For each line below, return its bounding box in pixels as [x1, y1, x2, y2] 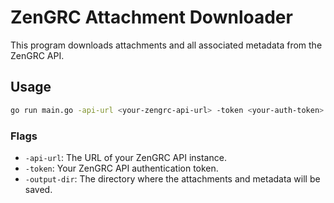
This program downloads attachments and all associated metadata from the [10, 39, 323, 51]
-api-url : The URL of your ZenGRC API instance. [24, 151, 227, 163]
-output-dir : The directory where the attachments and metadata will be [24, 172, 321, 185]
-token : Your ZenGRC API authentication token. [24, 162, 219, 174]
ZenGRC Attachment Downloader [10, 6, 293, 29]
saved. [24, 183, 53, 195]
